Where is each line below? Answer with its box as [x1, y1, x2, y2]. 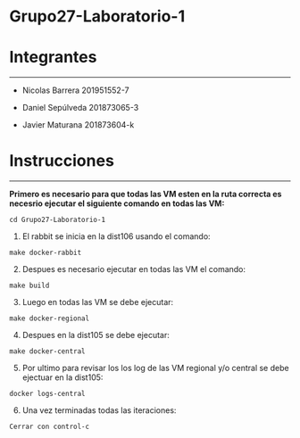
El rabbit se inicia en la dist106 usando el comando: [21, 231, 212, 242]
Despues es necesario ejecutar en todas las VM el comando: [21, 264, 246, 275]
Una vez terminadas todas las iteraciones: [21, 405, 177, 416]
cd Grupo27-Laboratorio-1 [9, 216, 105, 225]
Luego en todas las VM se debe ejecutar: [21, 297, 174, 308]
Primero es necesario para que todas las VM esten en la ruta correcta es [9, 189, 282, 200]
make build [9, 281, 50, 291]
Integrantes [9, 47, 97, 68]
